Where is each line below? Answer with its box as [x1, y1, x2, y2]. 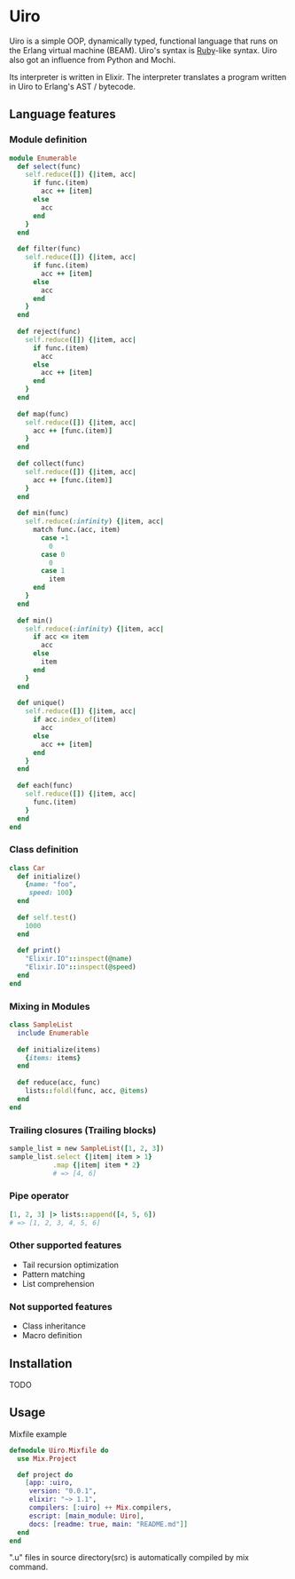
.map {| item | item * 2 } [52, 1161, 141, 1170]
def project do [17, 1470, 74, 1480]
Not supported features [9, 1300, 113, 1313]
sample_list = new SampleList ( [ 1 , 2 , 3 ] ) [9, 1144, 165, 1154]
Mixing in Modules [9, 1000, 90, 1012]
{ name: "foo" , [25, 880, 77, 889]
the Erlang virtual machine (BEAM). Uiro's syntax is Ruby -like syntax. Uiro [9, 44, 277, 55]
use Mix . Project [17, 1454, 77, 1463]
